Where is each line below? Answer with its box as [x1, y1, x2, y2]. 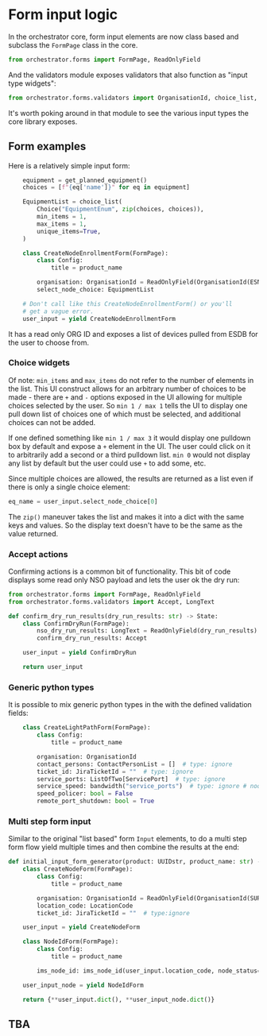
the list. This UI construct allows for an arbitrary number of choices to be [8, 384, 246, 393]
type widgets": [8, 78, 56, 88]
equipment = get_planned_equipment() [22, 176, 148, 184]
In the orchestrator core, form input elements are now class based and [8, 32, 239, 41]
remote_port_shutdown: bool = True [37, 797, 155, 806]
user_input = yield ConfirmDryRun [22, 649, 137, 657]
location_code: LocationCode [37, 902, 133, 910]
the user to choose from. [8, 338, 90, 347]
